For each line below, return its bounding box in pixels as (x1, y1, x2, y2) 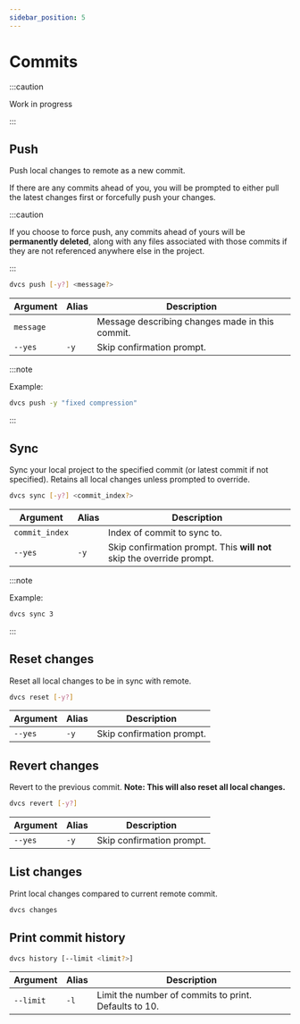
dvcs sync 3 (9, 609, 54, 618)
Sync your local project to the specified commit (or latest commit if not (9, 464, 269, 474)
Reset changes (9, 651, 95, 667)
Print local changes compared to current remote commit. (9, 888, 218, 899)
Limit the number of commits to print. (96, 989, 253, 1002)
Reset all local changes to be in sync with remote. (9, 676, 192, 686)
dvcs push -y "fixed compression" (9, 399, 138, 407)
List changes (9, 864, 83, 880)
